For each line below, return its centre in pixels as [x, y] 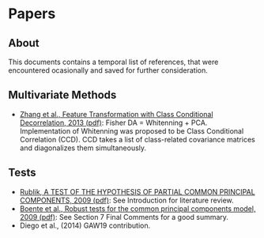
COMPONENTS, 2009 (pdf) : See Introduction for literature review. [127, 200]
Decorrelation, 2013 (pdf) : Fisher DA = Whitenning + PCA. [113, 123]
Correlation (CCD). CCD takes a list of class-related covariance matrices [137, 139]
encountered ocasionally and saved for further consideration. [108, 70]
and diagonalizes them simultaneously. [83, 148]
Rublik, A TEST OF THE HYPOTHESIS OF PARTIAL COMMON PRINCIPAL [137, 191]
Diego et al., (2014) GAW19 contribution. [85, 225]
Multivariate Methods [62, 95]
